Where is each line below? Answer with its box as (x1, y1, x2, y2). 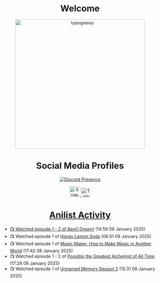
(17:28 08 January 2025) (9, 260, 60, 266)
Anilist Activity (49, 210, 111, 221)
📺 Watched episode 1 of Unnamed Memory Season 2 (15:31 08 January (9, 265, 156, 272)
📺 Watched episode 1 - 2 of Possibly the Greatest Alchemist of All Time (9, 253, 155, 259)
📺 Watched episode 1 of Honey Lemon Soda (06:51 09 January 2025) (9, 233, 152, 239)
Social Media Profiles (36, 160, 124, 171)
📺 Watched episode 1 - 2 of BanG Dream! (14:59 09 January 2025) (9, 226, 146, 232)
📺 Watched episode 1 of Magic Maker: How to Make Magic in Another (9, 240, 152, 246)
